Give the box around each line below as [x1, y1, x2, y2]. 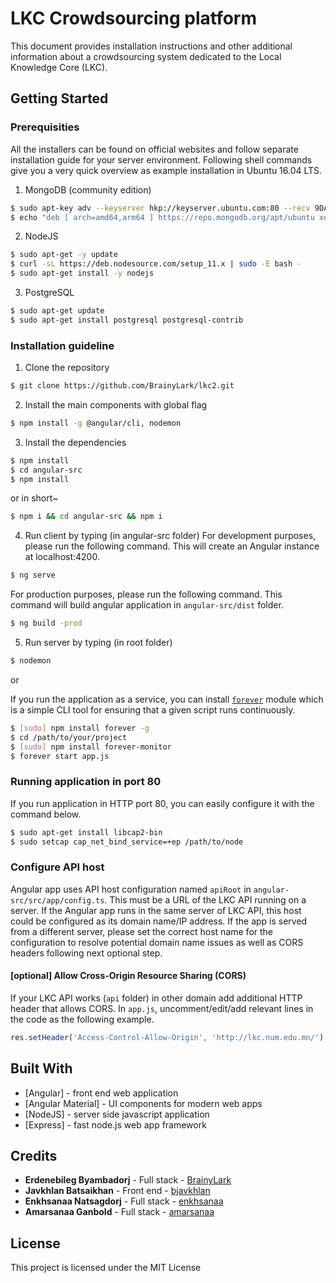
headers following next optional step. [10, 947, 163, 959]
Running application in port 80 [10, 775, 162, 789]
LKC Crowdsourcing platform [10, 7, 258, 30]
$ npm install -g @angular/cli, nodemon [10, 418, 182, 428]
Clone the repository [24, 362, 110, 374]
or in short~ [10, 492, 59, 504]
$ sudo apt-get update [10, 306, 105, 316]
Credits [10, 1148, 58, 1165]
